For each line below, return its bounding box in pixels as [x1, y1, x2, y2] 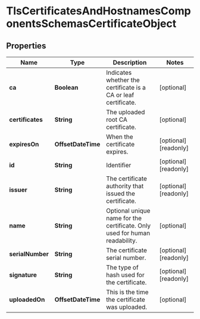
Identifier [106, 161, 132, 169]
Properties [6, 41, 46, 51]
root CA [106, 115, 128, 124]
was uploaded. [106, 303, 148, 311]
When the [106, 133, 133, 141]
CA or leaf [106, 91, 135, 99]
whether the [106, 76, 140, 84]
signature [9, 271, 37, 279]
